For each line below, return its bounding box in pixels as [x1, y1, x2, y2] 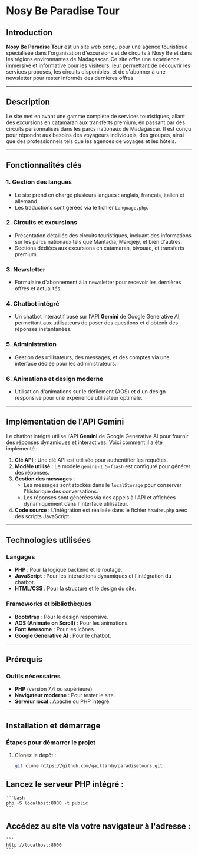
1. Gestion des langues [6, 178, 72, 186]
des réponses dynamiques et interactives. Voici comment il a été [6, 439, 163, 446]
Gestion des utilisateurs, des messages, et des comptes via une [14, 353, 170, 360]
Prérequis [6, 655, 43, 665]
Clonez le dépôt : [14, 752, 57, 759]
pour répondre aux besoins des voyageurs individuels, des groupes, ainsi [6, 131, 184, 138]
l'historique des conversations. [23, 488, 98, 495]
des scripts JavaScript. [14, 512, 71, 519]
